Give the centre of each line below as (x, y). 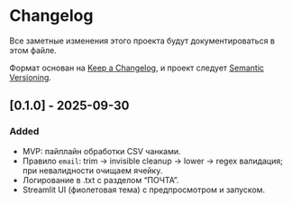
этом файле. (33, 50)
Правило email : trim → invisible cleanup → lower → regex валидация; (153, 161)
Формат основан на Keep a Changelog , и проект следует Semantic (137, 68)
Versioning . (31, 77)
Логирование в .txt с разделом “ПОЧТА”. (100, 180)
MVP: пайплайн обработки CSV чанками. (102, 151)
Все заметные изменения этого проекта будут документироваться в (142, 41)
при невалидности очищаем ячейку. (92, 170)
